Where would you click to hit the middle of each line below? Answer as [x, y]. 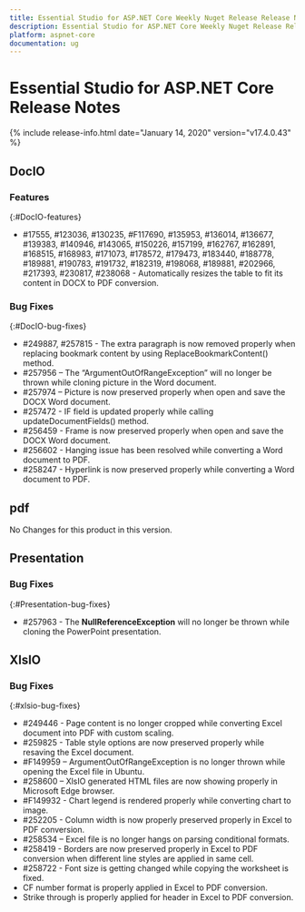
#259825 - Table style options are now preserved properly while [143, 743]
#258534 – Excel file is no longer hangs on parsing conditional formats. [156, 839]
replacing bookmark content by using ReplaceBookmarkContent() [145, 354]
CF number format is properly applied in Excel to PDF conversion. [145, 887]
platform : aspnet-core [52, 35]
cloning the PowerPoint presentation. [92, 631]
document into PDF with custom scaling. [98, 733]
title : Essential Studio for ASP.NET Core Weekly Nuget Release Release [150, 18]
